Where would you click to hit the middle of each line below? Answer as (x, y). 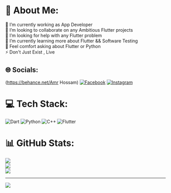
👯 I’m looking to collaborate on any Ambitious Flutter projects (69, 30)
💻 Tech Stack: (37, 104)
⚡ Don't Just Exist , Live (30, 52)
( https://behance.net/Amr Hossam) (42, 82)
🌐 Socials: (22, 70)
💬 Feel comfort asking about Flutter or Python (53, 46)
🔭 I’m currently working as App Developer (49, 25)
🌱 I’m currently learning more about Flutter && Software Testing (72, 41)
